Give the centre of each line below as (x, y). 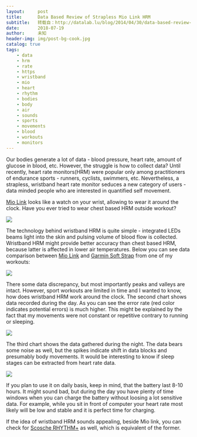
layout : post (27, 11)
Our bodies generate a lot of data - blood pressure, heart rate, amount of (94, 159)
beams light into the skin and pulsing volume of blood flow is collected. (92, 237)
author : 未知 (26, 33)
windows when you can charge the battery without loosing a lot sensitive (94, 398)
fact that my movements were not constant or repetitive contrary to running (97, 315)
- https (26, 72)
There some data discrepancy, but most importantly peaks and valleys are (96, 284)
